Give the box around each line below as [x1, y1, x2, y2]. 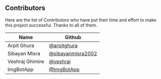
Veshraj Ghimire [7, 58, 44, 65]
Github [65, 34, 81, 41]
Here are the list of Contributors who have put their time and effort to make [5, 17, 157, 23]
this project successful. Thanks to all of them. [5, 22, 97, 28]
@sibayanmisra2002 [49, 50, 97, 57]
